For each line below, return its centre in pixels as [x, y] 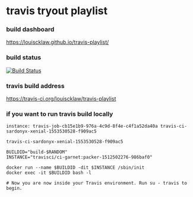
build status [24, 57]
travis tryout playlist [57, 11]
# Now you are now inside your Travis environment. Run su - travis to [96, 183]
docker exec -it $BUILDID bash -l [49, 173]
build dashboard [30, 30]
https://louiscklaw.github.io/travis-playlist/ [58, 42]
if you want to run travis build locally [60, 114]
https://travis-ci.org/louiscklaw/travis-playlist [61, 99]
